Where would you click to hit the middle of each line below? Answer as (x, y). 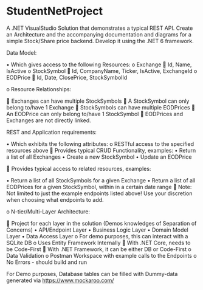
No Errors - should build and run (47, 262)
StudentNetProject (55, 11)
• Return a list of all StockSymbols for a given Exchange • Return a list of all (101, 180)
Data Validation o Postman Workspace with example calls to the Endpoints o (101, 255)
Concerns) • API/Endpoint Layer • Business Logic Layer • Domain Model (97, 230)
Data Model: (22, 52)
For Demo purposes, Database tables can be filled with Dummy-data (92, 274)
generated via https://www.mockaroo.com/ (60, 280)
